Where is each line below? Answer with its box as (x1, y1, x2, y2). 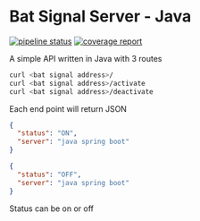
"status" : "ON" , (17, 129, 78, 138)
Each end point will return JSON (9, 103, 128, 114)
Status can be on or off (9, 203, 94, 214)
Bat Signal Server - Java (9, 6, 192, 27)
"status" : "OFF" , (17, 170, 82, 179)
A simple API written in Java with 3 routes (9, 53, 162, 64)
